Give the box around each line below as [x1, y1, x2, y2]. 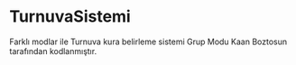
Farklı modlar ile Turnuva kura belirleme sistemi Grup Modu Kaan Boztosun [9, 36, 288, 47]
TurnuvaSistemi [9, 6, 131, 27]
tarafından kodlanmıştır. [9, 45, 97, 56]
